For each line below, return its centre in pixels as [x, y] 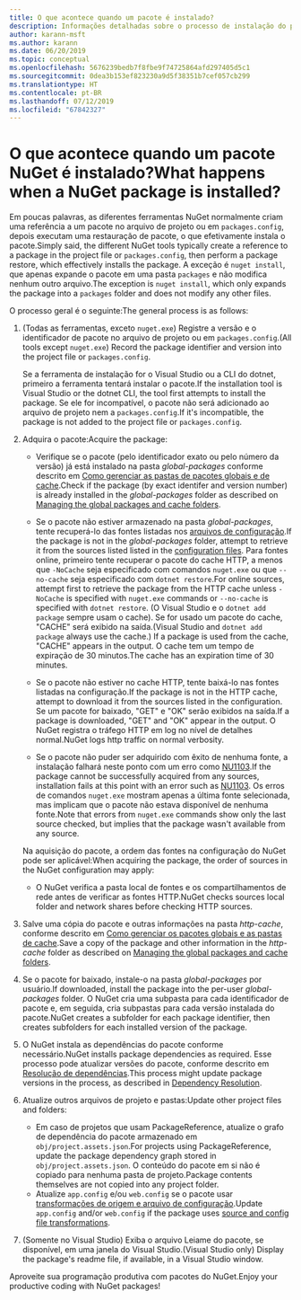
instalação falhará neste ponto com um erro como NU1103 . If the [153, 767]
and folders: [44, 1110]
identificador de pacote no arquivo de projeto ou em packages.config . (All [157, 338]
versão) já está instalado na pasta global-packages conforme [149, 466]
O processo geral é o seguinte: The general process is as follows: [129, 311]
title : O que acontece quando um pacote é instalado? [112, 18]
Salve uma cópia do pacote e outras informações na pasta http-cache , [153, 924]
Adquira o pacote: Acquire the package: [95, 439]
